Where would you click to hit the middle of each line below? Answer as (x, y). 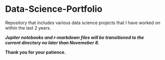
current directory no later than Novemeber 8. (52, 42)
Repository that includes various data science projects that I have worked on (83, 23)
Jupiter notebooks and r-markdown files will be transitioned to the (75, 37)
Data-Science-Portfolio (54, 9)
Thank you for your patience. (35, 52)
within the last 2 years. (28, 28)
